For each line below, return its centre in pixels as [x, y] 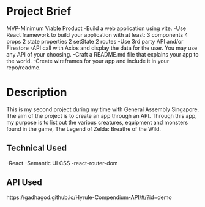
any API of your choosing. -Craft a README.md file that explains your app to [102, 54]
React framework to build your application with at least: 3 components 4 [97, 34]
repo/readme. [24, 67]
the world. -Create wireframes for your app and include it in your [88, 61]
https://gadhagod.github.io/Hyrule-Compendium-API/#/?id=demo [89, 197]
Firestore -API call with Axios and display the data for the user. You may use [102, 48]
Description [37, 92]
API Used [24, 182]
